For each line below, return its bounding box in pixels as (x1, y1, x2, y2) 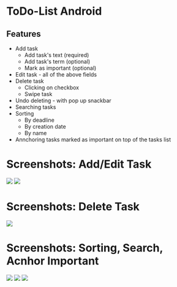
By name (24, 130, 47, 136)
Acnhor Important (6, 254, 99, 268)
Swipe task (24, 91, 53, 97)
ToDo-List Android (6, 4, 102, 18)
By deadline (24, 116, 55, 124)
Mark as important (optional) (24, 64, 97, 72)
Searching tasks (15, 103, 56, 111)
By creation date (24, 123, 66, 130)
